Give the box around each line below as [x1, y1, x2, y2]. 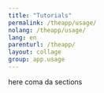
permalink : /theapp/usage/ [8, 19, 97, 27]
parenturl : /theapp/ [8, 41, 76, 49]
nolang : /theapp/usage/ [8, 26, 87, 34]
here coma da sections [8, 76, 83, 87]
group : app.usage [8, 56, 65, 64]
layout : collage [8, 48, 61, 56]
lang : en [8, 33, 37, 42]
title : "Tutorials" [8, 11, 72, 20]
